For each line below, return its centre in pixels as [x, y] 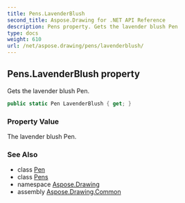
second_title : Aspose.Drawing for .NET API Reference [87, 20]
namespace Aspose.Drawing [58, 184]
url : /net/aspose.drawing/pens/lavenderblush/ [76, 46]
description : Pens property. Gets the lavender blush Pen [92, 26]
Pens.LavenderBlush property [74, 74]
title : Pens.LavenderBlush [46, 14]
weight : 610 [24, 40]
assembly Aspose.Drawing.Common [69, 192]
